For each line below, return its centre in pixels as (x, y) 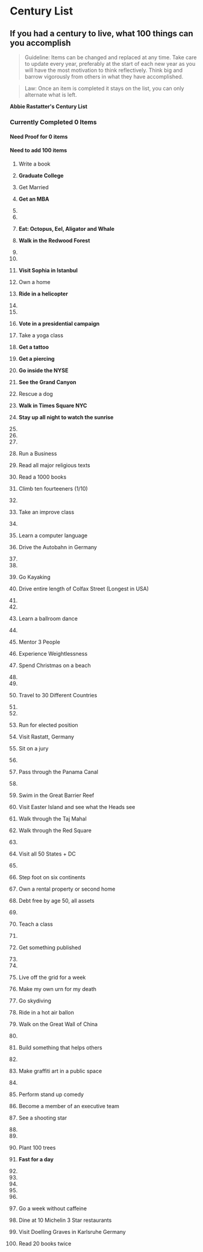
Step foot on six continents (52, 877)
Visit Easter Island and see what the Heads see (77, 807)
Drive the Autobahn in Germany (58, 547)
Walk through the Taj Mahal (52, 818)
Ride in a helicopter (43, 294)
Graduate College (41, 175)
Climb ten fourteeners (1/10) (53, 488)
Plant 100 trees (37, 1147)
